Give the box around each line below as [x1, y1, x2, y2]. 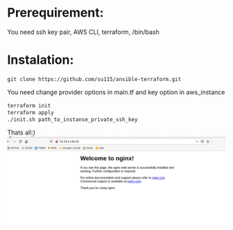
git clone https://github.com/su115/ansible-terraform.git [7, 76, 182, 82]
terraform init [7, 102, 51, 109]
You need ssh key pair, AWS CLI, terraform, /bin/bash [7, 28, 159, 36]
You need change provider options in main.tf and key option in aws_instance [7, 88, 225, 96]
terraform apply [7, 109, 54, 116]
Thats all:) [7, 128, 36, 136]
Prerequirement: [7, 5, 104, 21]
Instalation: [7, 52, 74, 68]
